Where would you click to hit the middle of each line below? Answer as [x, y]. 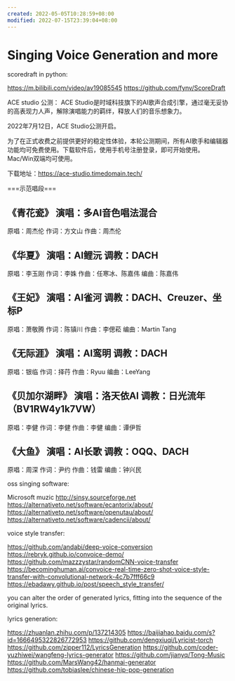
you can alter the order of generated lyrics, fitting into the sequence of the [115, 598]
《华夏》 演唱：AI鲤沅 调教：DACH [83, 255]
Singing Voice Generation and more [113, 55]
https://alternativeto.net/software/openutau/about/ [80, 513]
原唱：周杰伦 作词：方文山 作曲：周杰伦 [64, 231]
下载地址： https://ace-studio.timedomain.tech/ [75, 173]
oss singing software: [38, 484]
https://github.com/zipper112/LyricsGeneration [74, 647]
